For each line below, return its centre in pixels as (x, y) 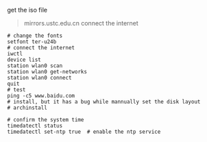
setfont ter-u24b (32, 42)
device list (24, 60)
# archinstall (27, 108)
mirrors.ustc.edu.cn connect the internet (81, 23)
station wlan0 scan (35, 66)
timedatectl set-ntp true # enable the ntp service (84, 132)
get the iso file (27, 10)
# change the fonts (35, 36)
